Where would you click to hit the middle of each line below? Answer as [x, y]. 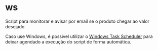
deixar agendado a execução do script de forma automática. [68, 41]
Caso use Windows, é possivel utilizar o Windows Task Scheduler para [79, 36]
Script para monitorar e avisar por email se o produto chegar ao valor [77, 21]
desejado [15, 26]
